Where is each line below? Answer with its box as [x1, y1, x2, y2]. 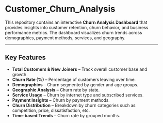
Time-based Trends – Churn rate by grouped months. [12, 112, 120, 118]
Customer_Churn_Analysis [5, 3, 115, 15]
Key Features [5, 53, 46, 61]
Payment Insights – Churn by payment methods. [12, 97, 110, 103]
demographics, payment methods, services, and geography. [5, 35, 126, 41]
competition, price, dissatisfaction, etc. [12, 108, 90, 113]
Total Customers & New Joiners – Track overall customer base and [12, 66, 147, 72]
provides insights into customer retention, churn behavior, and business [5, 24, 148, 30]
